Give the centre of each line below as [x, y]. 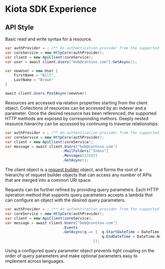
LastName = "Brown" [34, 80]
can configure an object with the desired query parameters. [66, 200]
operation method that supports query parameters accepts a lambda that [79, 195]
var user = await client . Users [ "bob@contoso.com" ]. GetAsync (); [71, 62]
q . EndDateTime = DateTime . [129, 237]
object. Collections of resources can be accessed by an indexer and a [76, 108]
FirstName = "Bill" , [35, 75]
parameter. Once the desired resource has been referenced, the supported [81, 113]
